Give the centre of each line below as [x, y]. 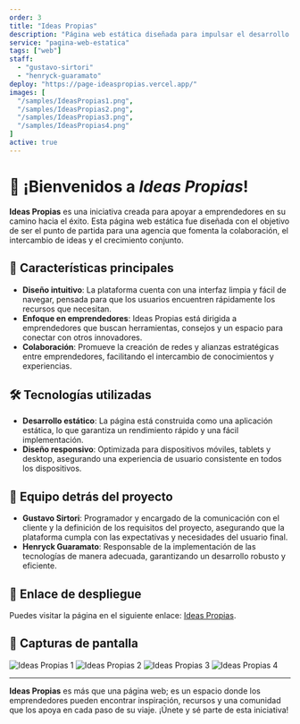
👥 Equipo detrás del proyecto [91, 496]
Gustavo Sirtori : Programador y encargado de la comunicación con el [150, 518]
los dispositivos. [52, 468]
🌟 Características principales [92, 268]
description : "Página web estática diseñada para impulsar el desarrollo [150, 34]
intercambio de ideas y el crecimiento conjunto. [97, 240]
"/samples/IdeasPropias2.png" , [75, 109]
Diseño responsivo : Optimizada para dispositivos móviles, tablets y [146, 449]
